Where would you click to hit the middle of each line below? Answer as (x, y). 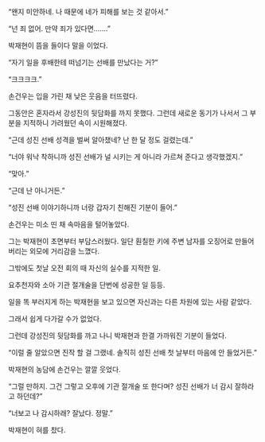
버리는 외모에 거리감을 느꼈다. (54, 251)
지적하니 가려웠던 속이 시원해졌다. (75, 123)
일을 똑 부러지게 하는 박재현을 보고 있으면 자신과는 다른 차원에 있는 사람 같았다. (130, 302)
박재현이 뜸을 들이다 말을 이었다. (58, 45)
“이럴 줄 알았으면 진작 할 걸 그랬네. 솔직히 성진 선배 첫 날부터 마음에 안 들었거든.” (132, 353)
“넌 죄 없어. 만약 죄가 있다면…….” (60, 29)
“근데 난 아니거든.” (37, 190)
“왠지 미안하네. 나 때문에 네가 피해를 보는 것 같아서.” (88, 12)
